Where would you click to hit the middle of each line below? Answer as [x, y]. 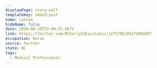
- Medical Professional [35, 58]
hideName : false [23, 24]
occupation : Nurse [25, 39]
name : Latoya [19, 19]
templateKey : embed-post [32, 15]
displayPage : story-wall [32, 10]
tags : [11, 53]
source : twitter [23, 43]
